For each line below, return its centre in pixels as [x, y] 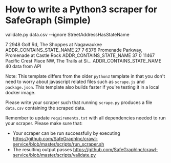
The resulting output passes [42, 149]
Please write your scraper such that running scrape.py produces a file [79, 102]
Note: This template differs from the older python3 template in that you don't [85, 76]
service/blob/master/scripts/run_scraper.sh [58, 144]
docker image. [20, 92]
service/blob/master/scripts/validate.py [54, 155]
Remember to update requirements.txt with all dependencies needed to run [85, 118]
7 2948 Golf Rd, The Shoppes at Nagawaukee [54, 44]
